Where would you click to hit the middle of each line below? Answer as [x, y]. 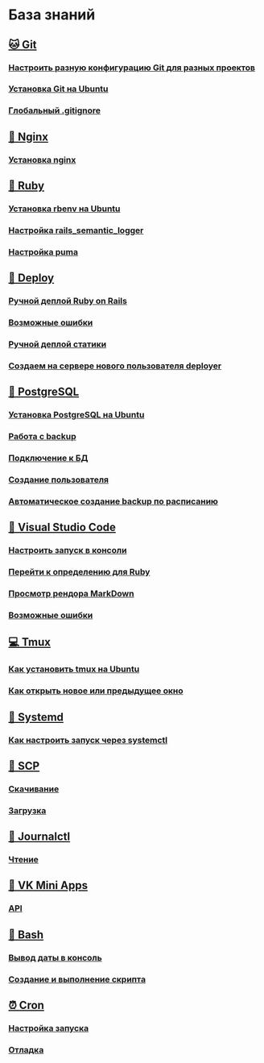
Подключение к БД [48, 459]
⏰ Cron [26, 1005]
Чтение [23, 860]
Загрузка [27, 810]
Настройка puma [43, 251]
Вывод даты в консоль [55, 957]
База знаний [52, 15]
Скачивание [34, 789]
